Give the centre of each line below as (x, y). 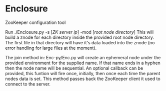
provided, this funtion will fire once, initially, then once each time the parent (83, 73)
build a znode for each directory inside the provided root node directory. (79, 37)
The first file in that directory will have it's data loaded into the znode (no (80, 42)
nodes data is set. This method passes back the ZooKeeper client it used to (83, 79)
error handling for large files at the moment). (51, 48)
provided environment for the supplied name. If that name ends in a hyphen (83, 63)
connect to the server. (28, 84)
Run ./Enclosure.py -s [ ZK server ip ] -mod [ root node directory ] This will (79, 32)
